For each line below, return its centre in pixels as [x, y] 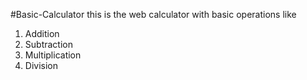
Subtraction [48, 44]
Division [41, 65]
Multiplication [53, 55]
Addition [42, 33]
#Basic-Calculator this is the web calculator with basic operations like [153, 14]
